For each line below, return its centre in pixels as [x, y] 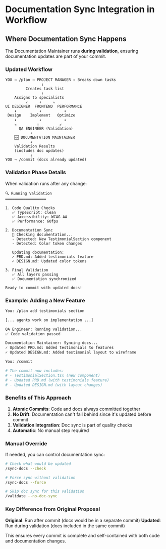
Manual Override [26, 443]
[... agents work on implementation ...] [49, 320]
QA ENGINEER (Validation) [46, 129]
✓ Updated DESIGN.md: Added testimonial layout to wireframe [71, 352]
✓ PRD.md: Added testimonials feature [53, 257]
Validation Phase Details [36, 172]
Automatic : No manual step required [51, 430]
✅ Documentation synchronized [44, 279]
